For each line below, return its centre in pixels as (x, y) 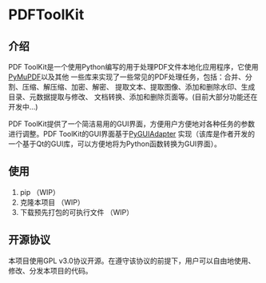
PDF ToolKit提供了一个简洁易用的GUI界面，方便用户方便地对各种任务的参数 (132, 124)
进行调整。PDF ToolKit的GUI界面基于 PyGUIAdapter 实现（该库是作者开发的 (132, 134)
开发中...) (23, 107)
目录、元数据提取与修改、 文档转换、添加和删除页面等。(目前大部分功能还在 (133, 97)
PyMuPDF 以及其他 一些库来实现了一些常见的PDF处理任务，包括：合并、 (127, 77)
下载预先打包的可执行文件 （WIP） (77, 212)
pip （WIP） (40, 192)
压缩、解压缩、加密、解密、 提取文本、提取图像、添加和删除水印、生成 (139, 87)
